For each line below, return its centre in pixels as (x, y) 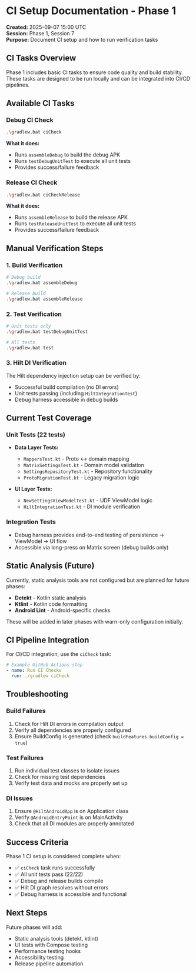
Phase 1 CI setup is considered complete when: (64, 857)
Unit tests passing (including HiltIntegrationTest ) (76, 393)
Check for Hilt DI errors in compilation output (69, 724)
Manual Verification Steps (55, 248)
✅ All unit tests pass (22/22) (49, 874)
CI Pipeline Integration (48, 640)
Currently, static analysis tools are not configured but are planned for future (98, 580)
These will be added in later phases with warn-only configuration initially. (95, 621)
